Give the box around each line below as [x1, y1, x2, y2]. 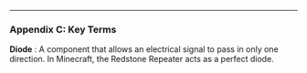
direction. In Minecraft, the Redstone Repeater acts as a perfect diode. [9, 54, 274, 65]
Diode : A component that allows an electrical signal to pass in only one [9, 44, 279, 55]
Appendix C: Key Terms [9, 23, 117, 36]
